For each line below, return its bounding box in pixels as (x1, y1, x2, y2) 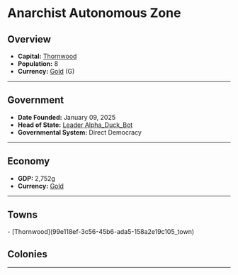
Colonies (7, 248, 48, 260)
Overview (7, 33, 52, 45)
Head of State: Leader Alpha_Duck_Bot (17, 120, 133, 129)
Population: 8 (17, 60, 59, 68)
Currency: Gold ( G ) (17, 67, 75, 75)
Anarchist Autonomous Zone (7, 5, 181, 21)
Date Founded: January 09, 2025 (17, 113, 116, 121)
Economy (7, 155, 50, 167)
